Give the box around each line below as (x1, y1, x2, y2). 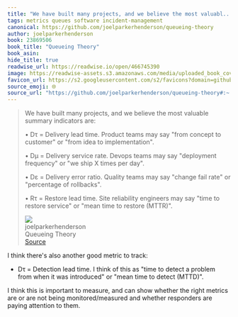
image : (7, 69, 27, 77)
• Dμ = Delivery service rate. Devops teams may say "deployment (24, 152, 217, 160)
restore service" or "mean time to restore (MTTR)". (24, 201, 173, 210)
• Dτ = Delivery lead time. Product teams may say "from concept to (24, 130, 222, 139)
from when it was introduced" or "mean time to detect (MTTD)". (17, 272, 204, 281)
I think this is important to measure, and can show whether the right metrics (7, 287, 229, 295)
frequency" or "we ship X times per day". (24, 159, 145, 167)
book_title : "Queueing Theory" (7, 43, 100, 50)
